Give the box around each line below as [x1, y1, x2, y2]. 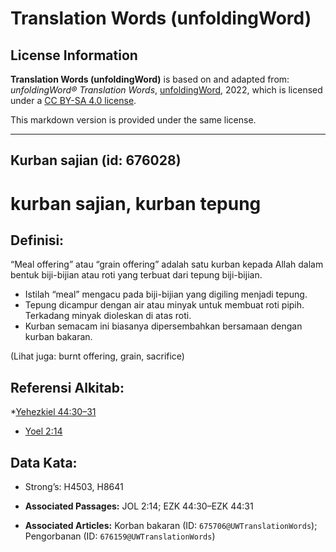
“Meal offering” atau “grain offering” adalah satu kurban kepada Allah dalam [10, 258, 324, 271]
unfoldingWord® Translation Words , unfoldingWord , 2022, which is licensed [10, 84, 323, 96]
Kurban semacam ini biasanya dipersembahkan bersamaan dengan [24, 320, 303, 332]
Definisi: [10, 232, 65, 249]
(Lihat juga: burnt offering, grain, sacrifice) [10, 350, 185, 362]
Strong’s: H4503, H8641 [24, 481, 124, 493]
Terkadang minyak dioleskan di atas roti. [24, 310, 192, 322]
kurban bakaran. [24, 331, 93, 343]
